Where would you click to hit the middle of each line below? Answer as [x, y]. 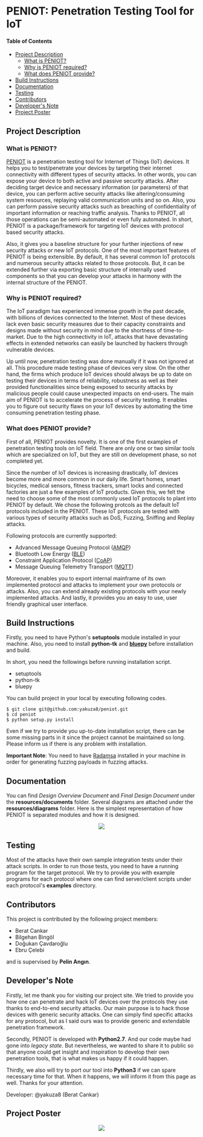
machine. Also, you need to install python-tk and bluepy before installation [100, 644]
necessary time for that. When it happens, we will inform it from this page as [101, 1076]
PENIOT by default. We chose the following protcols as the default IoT [93, 504]
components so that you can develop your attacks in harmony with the [94, 276]
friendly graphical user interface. [47, 604]
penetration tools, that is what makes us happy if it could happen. [88, 1058]
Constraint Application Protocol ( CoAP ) [64, 560]
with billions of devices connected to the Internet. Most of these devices [96, 318]
